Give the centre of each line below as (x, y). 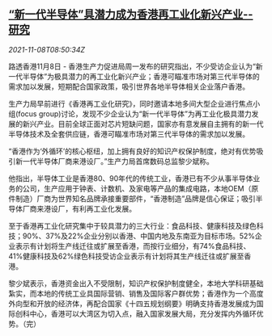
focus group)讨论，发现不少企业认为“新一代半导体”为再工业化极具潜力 (135, 113)
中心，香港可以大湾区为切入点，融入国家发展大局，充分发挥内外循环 (143, 313)
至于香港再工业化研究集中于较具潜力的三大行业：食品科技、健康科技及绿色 (132, 225)
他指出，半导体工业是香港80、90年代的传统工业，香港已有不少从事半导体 (131, 178)
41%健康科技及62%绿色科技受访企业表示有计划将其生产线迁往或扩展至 (126, 256)
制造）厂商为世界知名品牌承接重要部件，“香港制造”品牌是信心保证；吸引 (136, 198)
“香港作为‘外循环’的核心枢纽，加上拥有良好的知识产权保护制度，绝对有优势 (132, 151)
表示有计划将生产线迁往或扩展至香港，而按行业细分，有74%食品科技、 (133, 246)
